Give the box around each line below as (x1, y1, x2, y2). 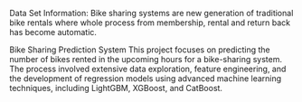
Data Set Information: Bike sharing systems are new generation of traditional (9, 8, 294, 18)
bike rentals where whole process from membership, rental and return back (9, 17, 291, 28)
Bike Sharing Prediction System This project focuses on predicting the (9, 44, 271, 55)
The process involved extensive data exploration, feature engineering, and (9, 63, 287, 74)
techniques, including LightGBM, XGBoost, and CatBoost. (9, 83, 223, 93)
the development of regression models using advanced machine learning (9, 73, 282, 84)
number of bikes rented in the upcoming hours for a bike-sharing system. (9, 54, 283, 64)
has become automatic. (9, 27, 98, 37)
